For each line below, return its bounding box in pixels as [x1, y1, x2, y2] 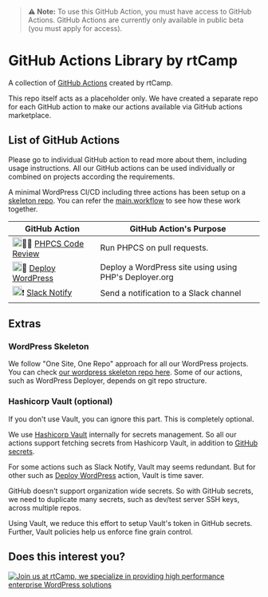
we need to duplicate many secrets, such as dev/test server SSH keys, [8, 494, 240, 504]
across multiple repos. [8, 503, 81, 512]
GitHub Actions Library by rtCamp [8, 52, 238, 70]
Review [12, 247, 40, 259]
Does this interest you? [8, 550, 126, 563]
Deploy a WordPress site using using [100, 262, 238, 273]
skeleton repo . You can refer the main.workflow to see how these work [8, 196, 241, 205]
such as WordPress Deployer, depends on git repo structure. [8, 376, 207, 385]
